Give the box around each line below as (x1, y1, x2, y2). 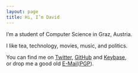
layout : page (6, 8, 39, 15)
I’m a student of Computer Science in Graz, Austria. (6, 30, 133, 37)
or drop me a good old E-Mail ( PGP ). (6, 60, 94, 67)
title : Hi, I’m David (6, 14, 60, 20)
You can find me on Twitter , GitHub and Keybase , (6, 53, 127, 61)
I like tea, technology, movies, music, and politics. (6, 42, 128, 49)
